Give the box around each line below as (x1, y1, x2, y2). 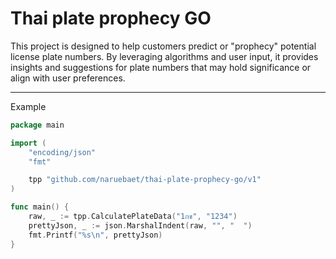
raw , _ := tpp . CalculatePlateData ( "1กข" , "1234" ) (28, 212, 238, 222)
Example (10, 100, 47, 112)
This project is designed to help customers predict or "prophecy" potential (10, 40, 317, 52)
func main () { (10, 202, 70, 212)
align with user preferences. (10, 72, 126, 84)
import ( (10, 138, 47, 148)
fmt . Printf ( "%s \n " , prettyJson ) (28, 230, 163, 240)
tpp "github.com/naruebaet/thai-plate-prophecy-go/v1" (28, 175, 262, 185)
